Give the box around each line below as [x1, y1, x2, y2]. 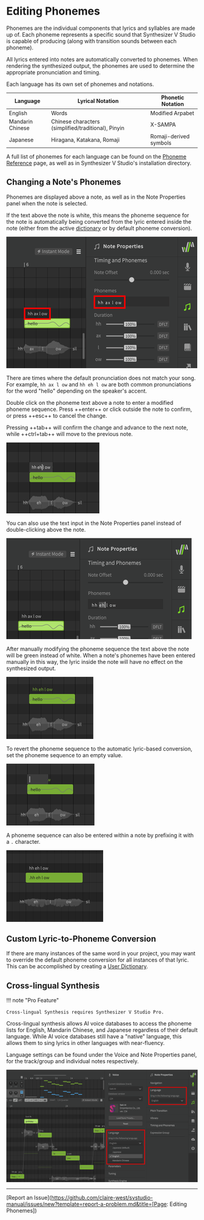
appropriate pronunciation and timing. [6, 68, 101, 76]
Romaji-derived [150, 133, 190, 140]
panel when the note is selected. [6, 199, 88, 207]
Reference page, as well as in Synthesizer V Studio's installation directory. [6, 159, 192, 166]
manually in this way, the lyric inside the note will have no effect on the [6, 658, 183, 665]
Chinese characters [50, 118, 100, 125]
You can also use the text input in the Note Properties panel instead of [6, 519, 182, 527]
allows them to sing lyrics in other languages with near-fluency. [6, 1040, 165, 1047]
